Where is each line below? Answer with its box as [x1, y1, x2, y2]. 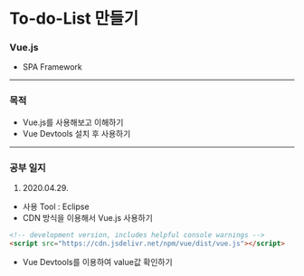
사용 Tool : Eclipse [22, 201, 90, 213]
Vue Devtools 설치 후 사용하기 [22, 128, 131, 138]
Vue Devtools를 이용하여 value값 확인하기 [22, 256, 174, 267]
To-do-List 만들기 [9, 8, 138, 29]
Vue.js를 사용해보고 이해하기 [22, 117, 124, 128]
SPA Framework [22, 62, 83, 72]
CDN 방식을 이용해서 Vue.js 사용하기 [22, 213, 154, 224]
